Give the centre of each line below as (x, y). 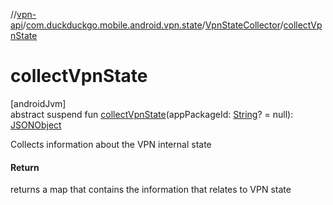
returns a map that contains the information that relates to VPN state (151, 190)
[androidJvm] (38, 103)
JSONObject (36, 125)
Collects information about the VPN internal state (111, 144)
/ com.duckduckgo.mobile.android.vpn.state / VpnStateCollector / (153, 25)
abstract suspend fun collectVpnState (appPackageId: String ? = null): (152, 114)
